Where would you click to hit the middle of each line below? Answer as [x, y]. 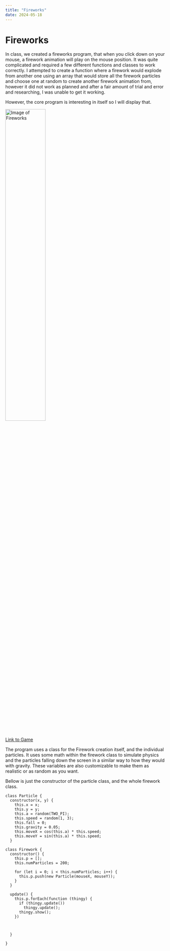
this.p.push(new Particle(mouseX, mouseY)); [67, 877]
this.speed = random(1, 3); [44, 819]
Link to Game [19, 740]
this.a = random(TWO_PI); [42, 814]
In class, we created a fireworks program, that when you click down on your [85, 54]
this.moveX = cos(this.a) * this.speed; [58, 832]
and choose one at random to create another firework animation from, [79, 81]
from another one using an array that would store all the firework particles [83, 76]
